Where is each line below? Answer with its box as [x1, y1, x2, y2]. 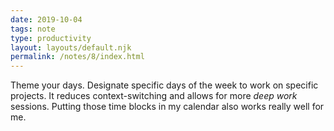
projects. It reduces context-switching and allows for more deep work [10, 90, 298, 102]
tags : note [10, 24, 56, 34]
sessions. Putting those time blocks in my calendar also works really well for [10, 101, 325, 113]
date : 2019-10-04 [10, 14, 83, 25]
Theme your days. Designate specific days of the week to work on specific [10, 79, 319, 91]
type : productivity [10, 33, 92, 43]
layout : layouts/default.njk [10, 42, 132, 53]
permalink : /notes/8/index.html [10, 52, 145, 62]
